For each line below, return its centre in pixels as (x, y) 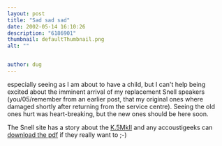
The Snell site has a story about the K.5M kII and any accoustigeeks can (110, 127)
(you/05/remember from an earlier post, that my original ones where (105, 99)
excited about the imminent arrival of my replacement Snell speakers (106, 92)
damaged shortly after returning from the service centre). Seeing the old (111, 106)
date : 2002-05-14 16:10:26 (46, 26)
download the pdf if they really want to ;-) (67, 135)
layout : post (26, 14)
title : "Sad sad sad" (39, 20)
